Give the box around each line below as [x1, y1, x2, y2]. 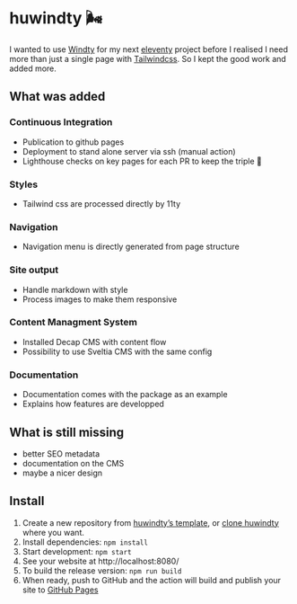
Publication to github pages [22, 137, 125, 147]
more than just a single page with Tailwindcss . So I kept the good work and [9, 53, 287, 64]
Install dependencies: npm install [22, 537, 148, 547]
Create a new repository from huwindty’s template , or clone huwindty [22, 517, 280, 528]
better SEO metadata [22, 448, 100, 459]
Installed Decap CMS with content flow [22, 336, 167, 347]
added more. [9, 63, 57, 74]
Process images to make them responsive [22, 294, 178, 305]
